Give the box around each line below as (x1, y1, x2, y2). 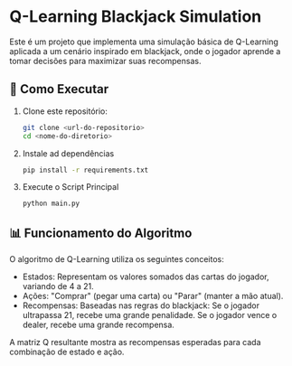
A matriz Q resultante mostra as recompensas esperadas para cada (9, 337, 261, 348)
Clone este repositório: (22, 106, 108, 117)
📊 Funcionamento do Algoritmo (9, 225, 193, 240)
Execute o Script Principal (22, 182, 119, 192)
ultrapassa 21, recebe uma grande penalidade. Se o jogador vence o (22, 310, 278, 321)
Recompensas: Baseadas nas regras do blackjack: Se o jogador (22, 300, 260, 311)
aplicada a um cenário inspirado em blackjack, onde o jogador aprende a (9, 45, 281, 56)
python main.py (22, 199, 80, 209)
